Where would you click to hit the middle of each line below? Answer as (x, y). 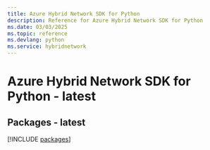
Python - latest (52, 96)
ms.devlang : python (36, 40)
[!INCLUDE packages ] (39, 139)
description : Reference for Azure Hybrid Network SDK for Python (105, 20)
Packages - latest (47, 122)
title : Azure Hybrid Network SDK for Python (74, 14)
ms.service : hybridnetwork (47, 46)
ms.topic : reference (38, 33)
